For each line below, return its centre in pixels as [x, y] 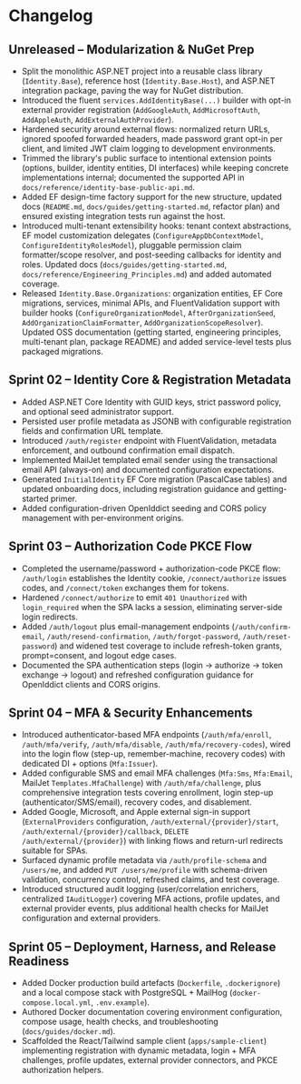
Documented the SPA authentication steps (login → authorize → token [152, 665]
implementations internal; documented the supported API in [133, 177]
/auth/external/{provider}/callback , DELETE [105, 831]
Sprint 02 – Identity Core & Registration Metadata [150, 380]
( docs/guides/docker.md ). [68, 1031]
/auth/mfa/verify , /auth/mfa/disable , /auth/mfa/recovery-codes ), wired [156, 744]
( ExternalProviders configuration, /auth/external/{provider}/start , [150, 822]
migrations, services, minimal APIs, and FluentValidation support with [150, 303]
